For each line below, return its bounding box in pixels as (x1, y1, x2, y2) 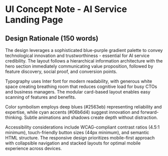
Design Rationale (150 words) (5, 34, 98, 42)
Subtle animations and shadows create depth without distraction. (24, 114, 158, 120)
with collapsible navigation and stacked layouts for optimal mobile (5, 140, 141, 146)
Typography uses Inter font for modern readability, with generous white (5, 78, 152, 84)
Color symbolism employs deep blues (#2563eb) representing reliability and (5, 104, 162, 109)
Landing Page (5, 14, 63, 25)
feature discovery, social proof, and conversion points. (5, 68, 117, 74)
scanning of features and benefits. (5, 94, 76, 100)
